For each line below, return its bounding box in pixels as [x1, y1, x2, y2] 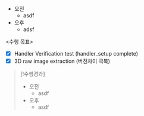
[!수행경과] [20, 71, 45, 78]
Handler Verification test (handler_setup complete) [14, 50, 138, 57]
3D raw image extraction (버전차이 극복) [14, 57, 111, 65]
